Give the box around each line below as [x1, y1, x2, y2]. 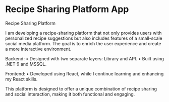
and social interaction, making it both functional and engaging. [5, 91, 135, 97]
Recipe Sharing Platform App [5, 4, 129, 15]
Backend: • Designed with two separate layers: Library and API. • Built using [5, 55, 164, 61]
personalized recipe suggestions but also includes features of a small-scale [5, 35, 162, 41]
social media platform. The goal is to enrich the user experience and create [5, 40, 161, 46]
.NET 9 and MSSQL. [5, 61, 47, 67]
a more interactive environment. [5, 46, 72, 52]
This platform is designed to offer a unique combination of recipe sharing [5, 85, 157, 91]
